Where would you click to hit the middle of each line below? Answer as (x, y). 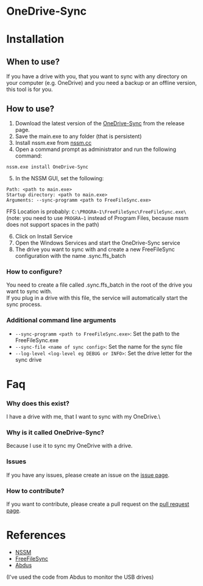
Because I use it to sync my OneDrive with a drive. (69, 446)
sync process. (24, 304)
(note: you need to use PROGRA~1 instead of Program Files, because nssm (98, 218)
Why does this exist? (38, 403)
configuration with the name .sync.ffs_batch (70, 256)
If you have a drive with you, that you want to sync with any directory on (97, 76)
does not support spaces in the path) (53, 225)
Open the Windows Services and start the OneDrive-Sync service (98, 243)
